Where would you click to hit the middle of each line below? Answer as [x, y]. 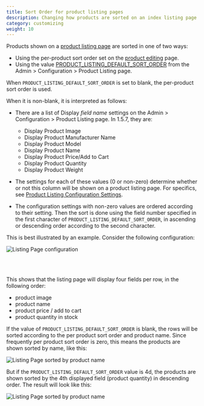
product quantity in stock [46, 317]
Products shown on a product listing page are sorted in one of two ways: [97, 46]
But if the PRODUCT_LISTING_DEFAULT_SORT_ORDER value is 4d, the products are [101, 372]
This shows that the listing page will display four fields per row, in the [93, 279]
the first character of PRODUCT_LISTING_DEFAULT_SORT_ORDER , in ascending [105, 219]
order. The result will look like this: [49, 385]
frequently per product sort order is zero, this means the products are [93, 342]
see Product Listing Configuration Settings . [69, 195]
